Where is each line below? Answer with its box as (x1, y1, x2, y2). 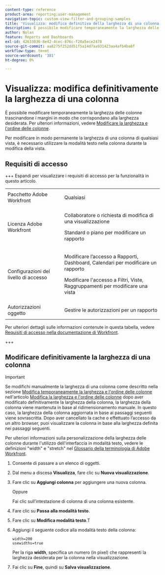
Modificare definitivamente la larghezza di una (5, 353, 151, 362)
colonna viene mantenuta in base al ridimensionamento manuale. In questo (5, 404, 157, 410)
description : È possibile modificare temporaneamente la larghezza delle (5, 26, 160, 31)
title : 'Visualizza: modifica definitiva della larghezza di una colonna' (5, 21, 162, 26)
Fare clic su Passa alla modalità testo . (12, 508, 90, 513)
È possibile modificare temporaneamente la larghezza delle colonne (5, 110, 142, 116)
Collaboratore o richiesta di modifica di (64, 212, 154, 219)
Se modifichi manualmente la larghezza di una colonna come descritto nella (5, 383, 158, 389)
